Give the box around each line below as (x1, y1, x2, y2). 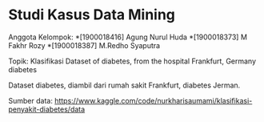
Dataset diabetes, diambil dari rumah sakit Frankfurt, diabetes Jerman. (8, 80, 241, 90)
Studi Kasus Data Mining (8, 6, 176, 24)
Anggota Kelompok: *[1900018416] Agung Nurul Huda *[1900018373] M (8, 32, 248, 42)
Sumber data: (8, 96, 54, 105)
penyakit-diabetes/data (8, 104, 86, 114)
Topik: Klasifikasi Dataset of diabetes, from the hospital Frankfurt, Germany (8, 56, 257, 66)
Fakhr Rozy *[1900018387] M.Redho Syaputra (8, 40, 161, 50)
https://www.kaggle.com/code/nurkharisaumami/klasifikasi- (54, 96, 253, 105)
